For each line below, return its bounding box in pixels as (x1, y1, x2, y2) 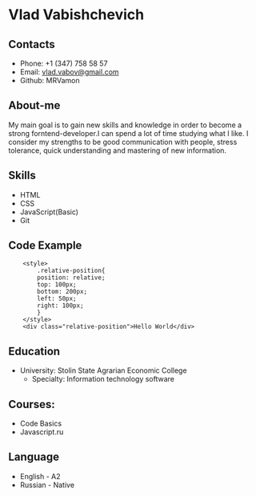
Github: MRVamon (19, 76, 80, 85)
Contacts (8, 38, 56, 51)
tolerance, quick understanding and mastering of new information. (8, 146, 226, 155)
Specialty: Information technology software (31, 374, 174, 384)
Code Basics (19, 418, 62, 429)
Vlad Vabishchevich (8, 6, 145, 24)
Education (8, 344, 61, 358)
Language (8, 450, 60, 464)
